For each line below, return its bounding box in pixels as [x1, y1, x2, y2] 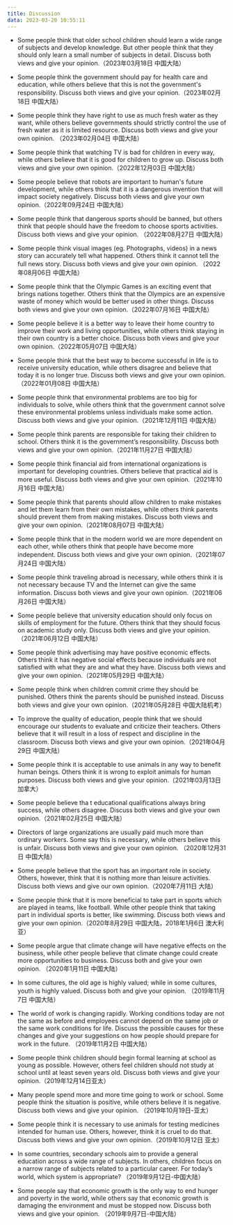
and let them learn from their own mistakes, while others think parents [17, 505, 218, 513]
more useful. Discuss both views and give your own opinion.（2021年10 [17, 475, 223, 483]
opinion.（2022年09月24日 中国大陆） [17, 200, 127, 209]
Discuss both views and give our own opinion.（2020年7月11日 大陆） [17, 882, 218, 890]
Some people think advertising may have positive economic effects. [17, 648, 212, 656]
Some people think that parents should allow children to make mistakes [17, 498, 222, 506]
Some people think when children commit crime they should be [17, 685, 199, 693]
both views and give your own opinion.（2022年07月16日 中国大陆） [17, 305, 214, 314]
